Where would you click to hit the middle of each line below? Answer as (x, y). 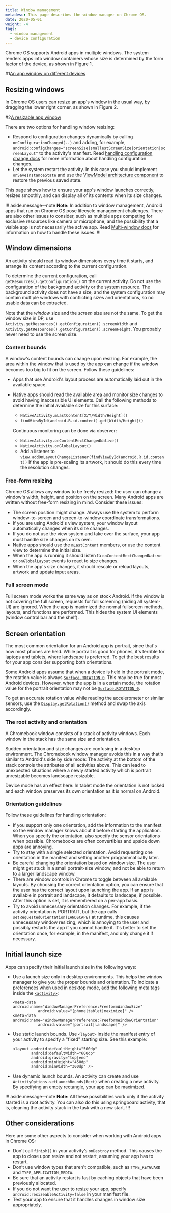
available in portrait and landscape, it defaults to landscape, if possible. (87, 895)
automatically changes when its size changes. (61, 529)
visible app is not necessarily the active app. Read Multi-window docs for (82, 227)
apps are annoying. (33, 847)
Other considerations (40, 1123)
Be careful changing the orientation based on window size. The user (84, 863)
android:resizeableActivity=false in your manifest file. (71, 1194)
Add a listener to (37, 451)
